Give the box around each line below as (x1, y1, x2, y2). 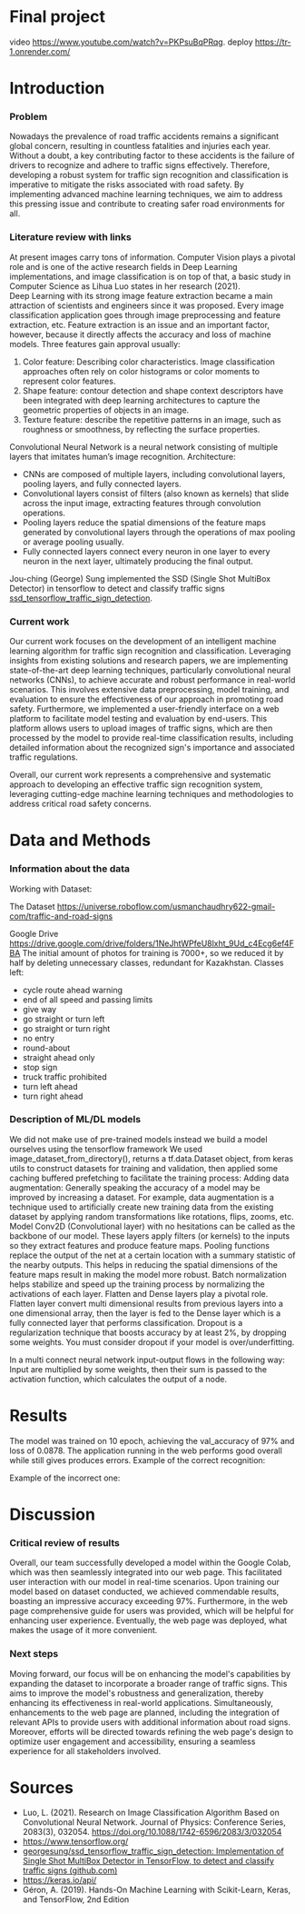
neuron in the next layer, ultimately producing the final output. (22, 555, 254, 566)
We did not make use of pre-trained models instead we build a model (9, 1133, 268, 1144)
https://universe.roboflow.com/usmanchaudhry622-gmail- (56, 901, 276, 912)
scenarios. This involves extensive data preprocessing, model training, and (9, 684, 290, 695)
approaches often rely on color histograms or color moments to (22, 365, 261, 376)
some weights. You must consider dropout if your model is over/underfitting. (9, 1336, 295, 1347)
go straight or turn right (22, 1022, 111, 1033)
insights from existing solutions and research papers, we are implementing (9, 655, 289, 666)
